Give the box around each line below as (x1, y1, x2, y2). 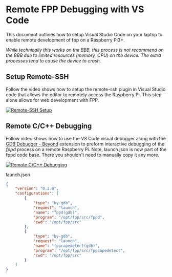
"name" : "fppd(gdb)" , (33, 210, 80, 215)
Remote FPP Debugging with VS (6, 4, 144, 15)
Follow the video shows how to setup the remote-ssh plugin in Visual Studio (6, 86, 166, 92)
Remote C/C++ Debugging (6, 122, 92, 131)
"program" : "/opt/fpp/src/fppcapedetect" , (33, 248, 125, 253)
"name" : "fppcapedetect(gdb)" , (33, 243, 100, 248)
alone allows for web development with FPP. (6, 97, 99, 103)
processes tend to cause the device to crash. (6, 57, 101, 63)
